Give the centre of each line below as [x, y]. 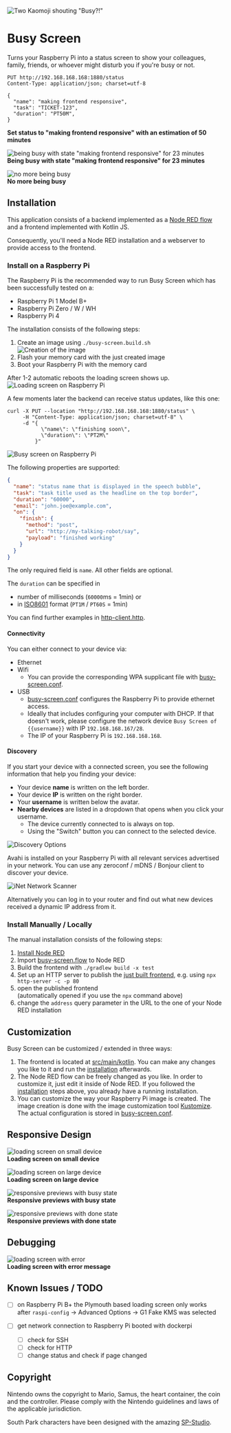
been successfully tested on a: [51, 288]
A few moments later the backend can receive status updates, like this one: [113, 399]
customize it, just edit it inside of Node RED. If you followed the [106, 1083]
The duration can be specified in [54, 583]
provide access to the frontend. [52, 248]
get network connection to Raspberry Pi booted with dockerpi [104, 1326]
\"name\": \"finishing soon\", [86, 430]
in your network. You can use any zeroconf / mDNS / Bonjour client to [106, 865]
